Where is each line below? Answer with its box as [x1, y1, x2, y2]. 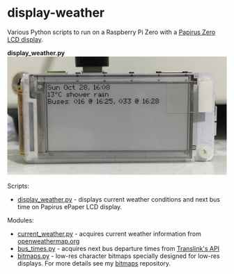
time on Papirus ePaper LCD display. [17, 203, 123, 211]
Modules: [7, 216, 34, 225]
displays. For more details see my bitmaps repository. [17, 259, 171, 268]
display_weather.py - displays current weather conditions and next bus [17, 195, 221, 204]
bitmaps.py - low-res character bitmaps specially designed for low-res [17, 252, 221, 260]
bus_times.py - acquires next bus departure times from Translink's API [17, 245, 220, 253]
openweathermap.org [17, 237, 80, 245]
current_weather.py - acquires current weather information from [17, 229, 202, 238]
